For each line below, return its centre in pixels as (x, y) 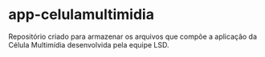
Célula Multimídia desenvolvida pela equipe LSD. (89, 44)
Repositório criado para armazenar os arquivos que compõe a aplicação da (133, 36)
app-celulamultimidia (82, 15)
